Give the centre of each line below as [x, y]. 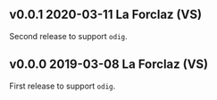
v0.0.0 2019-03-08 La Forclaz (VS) [109, 65]
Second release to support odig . [68, 36]
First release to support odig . [63, 86]
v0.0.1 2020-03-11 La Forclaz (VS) [106, 15]
